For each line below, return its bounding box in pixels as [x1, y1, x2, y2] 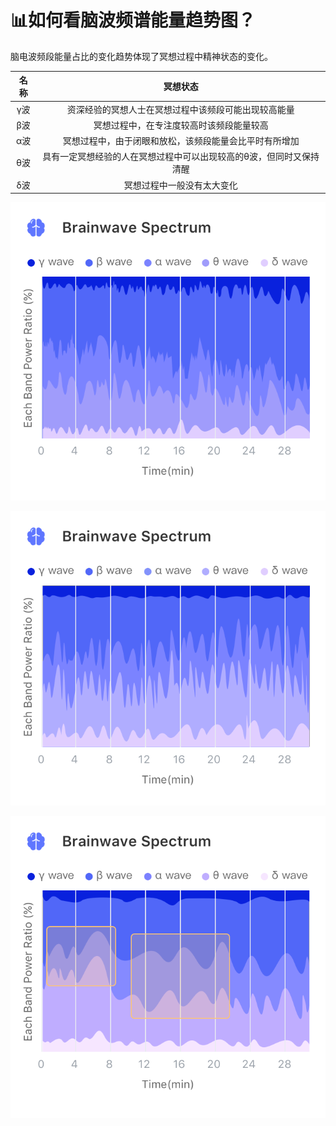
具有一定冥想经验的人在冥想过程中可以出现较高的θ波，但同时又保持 [42, 151, 320, 163]
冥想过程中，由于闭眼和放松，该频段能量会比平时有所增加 [62, 135, 300, 147]
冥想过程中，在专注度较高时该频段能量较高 [93, 119, 269, 131]
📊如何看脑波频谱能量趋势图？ [10, 9, 257, 32]
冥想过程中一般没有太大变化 [123, 179, 238, 191]
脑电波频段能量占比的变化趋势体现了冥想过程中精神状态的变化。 [10, 50, 273, 62]
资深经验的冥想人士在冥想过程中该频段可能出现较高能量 [66, 103, 295, 115]
